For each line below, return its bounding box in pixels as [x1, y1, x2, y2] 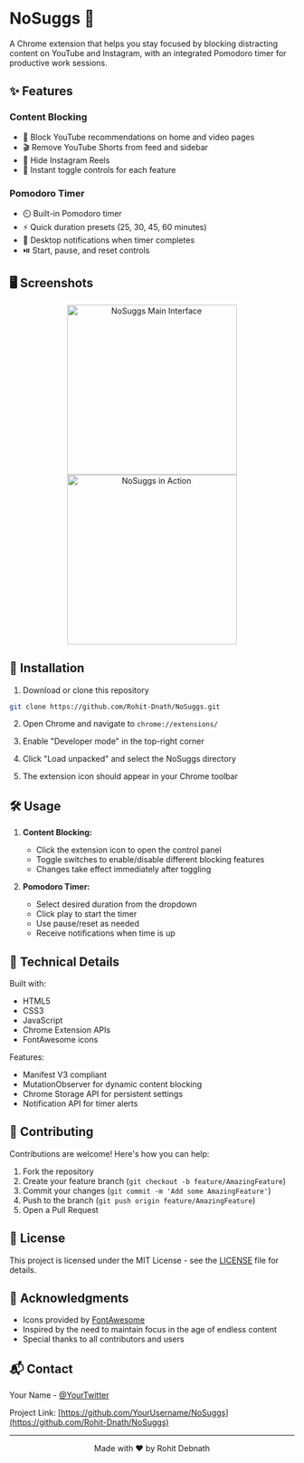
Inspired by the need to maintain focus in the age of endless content [22, 1324, 278, 1335]
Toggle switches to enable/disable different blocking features [35, 854, 265, 865]
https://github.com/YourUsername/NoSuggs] [60, 1408, 229, 1419]
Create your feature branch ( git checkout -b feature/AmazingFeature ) [22, 1175, 287, 1186]
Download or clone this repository [22, 684, 149, 696]
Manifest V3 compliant [22, 1069, 107, 1081]
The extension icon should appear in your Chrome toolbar [22, 771, 238, 782]
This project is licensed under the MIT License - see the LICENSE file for [9, 1255, 279, 1266]
